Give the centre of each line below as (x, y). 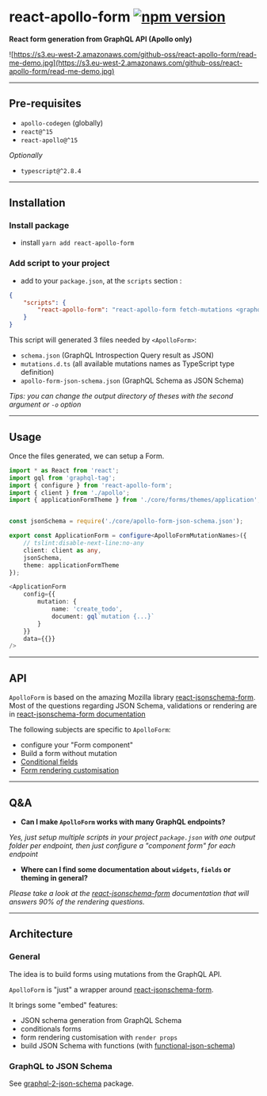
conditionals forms (51, 1028)
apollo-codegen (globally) (62, 122)
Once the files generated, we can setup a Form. (87, 456)
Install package (39, 226)
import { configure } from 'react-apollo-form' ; (91, 485)
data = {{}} (40, 639)
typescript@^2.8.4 (51, 171)
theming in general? (54, 878)
